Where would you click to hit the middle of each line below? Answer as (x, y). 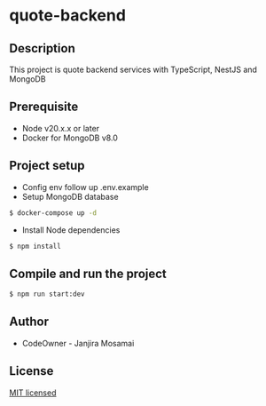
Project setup (47, 166)
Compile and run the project (88, 273)
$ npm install (35, 246)
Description (42, 48)
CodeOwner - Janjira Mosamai (78, 343)
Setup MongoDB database (70, 196)
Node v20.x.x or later (61, 128)
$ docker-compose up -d (53, 213)
